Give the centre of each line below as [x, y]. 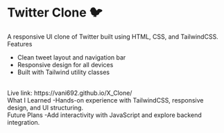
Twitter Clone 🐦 [55, 13]
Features [20, 44]
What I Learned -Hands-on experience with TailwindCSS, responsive [105, 100]
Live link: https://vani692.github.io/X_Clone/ [70, 93]
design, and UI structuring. [45, 107]
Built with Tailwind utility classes [63, 72]
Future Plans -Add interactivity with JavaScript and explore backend [105, 115]
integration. [24, 122]
